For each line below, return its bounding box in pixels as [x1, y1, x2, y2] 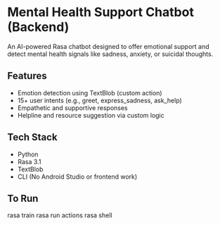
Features [7, 70, 47, 82]
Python [17, 150, 39, 158]
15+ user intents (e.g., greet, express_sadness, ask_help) [17, 96, 183, 104]
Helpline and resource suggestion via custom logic [17, 111, 165, 119]
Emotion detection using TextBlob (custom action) [17, 88, 163, 97]
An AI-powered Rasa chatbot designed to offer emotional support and [7, 42, 209, 50]
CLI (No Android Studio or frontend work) [17, 172, 138, 181]
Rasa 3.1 [17, 157, 41, 165]
